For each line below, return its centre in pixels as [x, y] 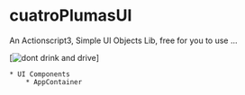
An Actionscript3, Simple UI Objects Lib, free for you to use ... [123, 40]
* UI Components [40, 74]
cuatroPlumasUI [71, 16]
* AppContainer [54, 82]
